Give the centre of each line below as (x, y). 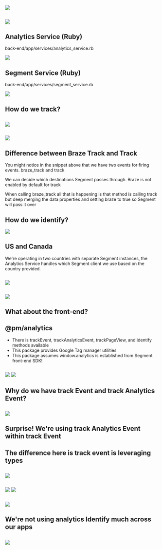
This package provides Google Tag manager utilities (64, 350)
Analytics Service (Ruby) (44, 37)
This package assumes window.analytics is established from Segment (82, 355)
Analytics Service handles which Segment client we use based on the (75, 264)
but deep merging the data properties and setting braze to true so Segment (81, 199)
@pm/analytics (29, 328)
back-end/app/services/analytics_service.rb (49, 48)
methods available (30, 345)
